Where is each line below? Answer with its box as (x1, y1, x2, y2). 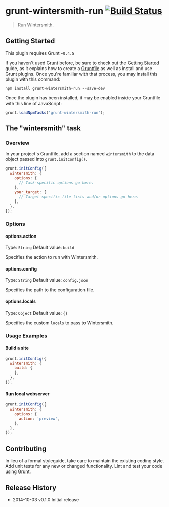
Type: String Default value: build (5, 244, 75, 251)
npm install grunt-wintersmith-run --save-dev (5, 86, 105, 91)
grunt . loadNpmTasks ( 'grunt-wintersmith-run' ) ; (5, 110, 105, 115)
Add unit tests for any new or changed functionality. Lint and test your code (5, 463, 163, 469)
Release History (5, 483, 57, 492)
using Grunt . (5, 468, 31, 475)
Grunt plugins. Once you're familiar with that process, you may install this (5, 71, 158, 77)
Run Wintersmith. (17, 22, 54, 28)
